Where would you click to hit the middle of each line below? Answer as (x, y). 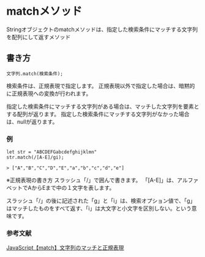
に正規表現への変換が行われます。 (49, 93)
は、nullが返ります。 (32, 121)
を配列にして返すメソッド (39, 37)
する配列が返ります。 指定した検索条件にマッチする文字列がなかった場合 (98, 114)
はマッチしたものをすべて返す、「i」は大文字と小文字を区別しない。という (99, 208)
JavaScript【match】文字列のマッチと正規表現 (65, 248)
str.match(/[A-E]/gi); (35, 157)
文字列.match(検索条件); (35, 74)
